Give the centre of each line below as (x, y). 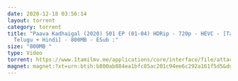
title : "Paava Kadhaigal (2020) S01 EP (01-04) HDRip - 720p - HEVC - (114, 33)
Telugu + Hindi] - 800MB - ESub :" (66, 40)
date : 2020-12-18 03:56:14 (47, 14)
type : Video (25, 54)
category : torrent (34, 27)
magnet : (19, 66)
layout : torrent (31, 20)
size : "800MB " (30, 46)
